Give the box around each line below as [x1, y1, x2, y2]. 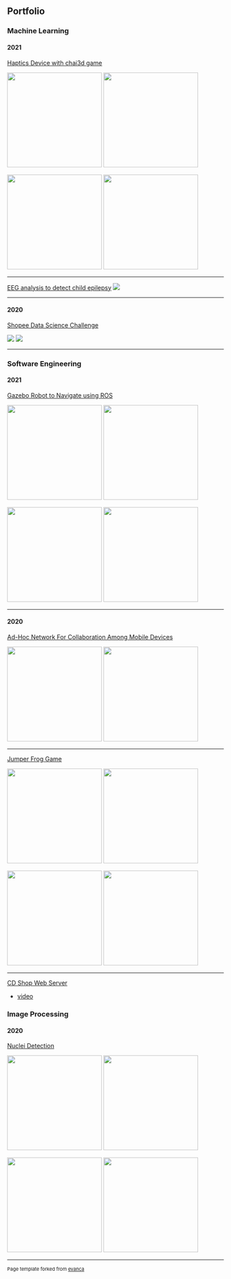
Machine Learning [7, 26, 69, 36]
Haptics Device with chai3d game [7, 59, 102, 67]
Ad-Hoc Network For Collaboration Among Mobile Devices [7, 633, 173, 642]
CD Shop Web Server [7, 979, 67, 988]
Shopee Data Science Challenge [7, 320, 99, 329]
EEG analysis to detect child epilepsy [7, 283, 112, 291]
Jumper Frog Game [7, 755, 63, 764]
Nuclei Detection [7, 1042, 55, 1050]
